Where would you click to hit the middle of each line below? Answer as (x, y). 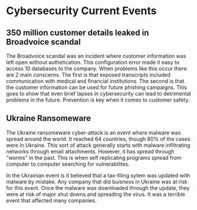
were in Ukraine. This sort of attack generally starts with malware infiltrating (98, 145)
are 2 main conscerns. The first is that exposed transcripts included (88, 75)
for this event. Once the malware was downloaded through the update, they (98, 188)
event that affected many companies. (51, 200)
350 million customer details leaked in (78, 33)
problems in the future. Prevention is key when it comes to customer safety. (98, 100)
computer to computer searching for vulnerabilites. (68, 164)
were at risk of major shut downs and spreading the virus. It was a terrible (96, 194)
